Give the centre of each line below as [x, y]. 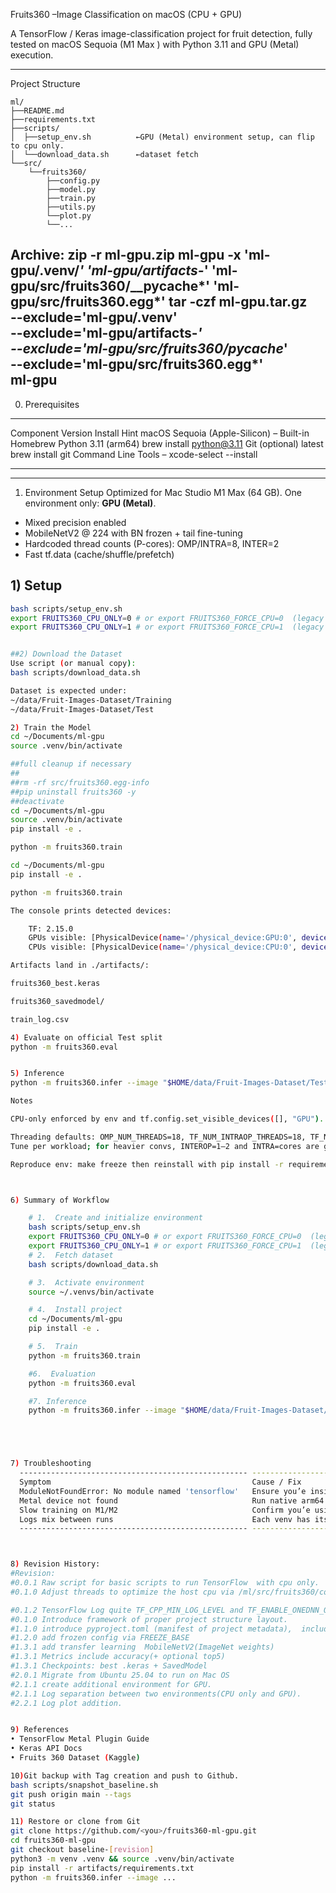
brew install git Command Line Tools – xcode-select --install [134, 454]
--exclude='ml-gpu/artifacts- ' [106, 333]
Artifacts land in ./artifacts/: [80, 965]
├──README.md [37, 111]
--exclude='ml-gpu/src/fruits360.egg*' [137, 364]
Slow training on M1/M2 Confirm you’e [165, 1510]
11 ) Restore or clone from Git [75, 1822]
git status [33, 1804]
